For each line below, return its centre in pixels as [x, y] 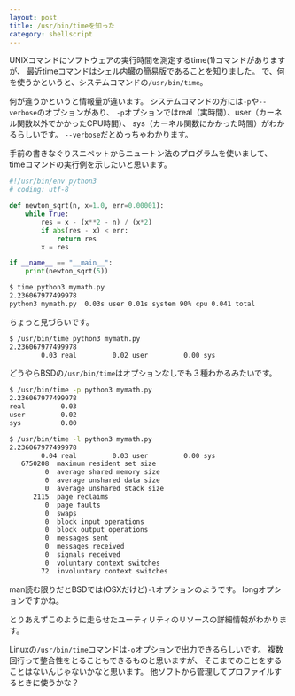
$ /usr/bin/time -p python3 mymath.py [81, 390]
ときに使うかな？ [48, 682]
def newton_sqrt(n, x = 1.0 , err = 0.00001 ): [87, 206]
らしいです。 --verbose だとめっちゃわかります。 [105, 135]
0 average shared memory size [103, 472]
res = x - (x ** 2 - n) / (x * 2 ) [97, 222]
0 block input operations [94, 522]
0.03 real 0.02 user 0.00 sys [128, 355]
